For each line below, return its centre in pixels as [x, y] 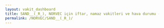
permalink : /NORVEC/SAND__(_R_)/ [39, 18]
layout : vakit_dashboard [30, 9]
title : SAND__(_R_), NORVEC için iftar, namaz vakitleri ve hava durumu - [83, 14]
